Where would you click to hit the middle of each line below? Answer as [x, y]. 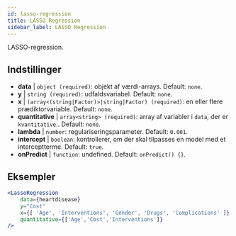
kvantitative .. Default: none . [59, 124]
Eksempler [32, 177]
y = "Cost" [33, 206]
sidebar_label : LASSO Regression [57, 27]
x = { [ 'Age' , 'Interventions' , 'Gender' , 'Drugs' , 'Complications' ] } [125, 213]
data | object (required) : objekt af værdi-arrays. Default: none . [110, 86]
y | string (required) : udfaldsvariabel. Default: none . [95, 94]
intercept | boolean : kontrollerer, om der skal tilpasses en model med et [122, 140]
